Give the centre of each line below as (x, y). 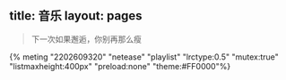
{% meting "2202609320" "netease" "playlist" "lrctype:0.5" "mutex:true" (144, 57)
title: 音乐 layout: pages (76, 16)
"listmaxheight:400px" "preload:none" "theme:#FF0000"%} (120, 66)
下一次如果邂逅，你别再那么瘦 (86, 39)
